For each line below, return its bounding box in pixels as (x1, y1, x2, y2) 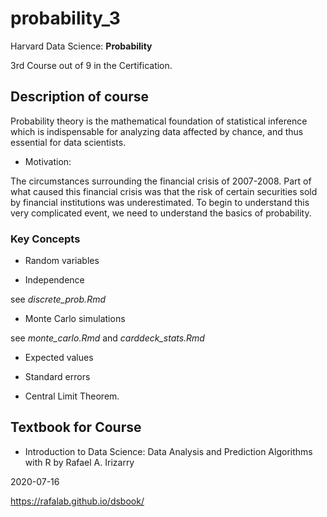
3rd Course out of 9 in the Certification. (10, 59, 173, 71)
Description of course (10, 88, 150, 106)
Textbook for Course (10, 419, 142, 436)
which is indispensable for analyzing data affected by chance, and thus (10, 125, 304, 137)
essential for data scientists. (10, 136, 127, 148)
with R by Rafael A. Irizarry (24, 456, 135, 468)
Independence (24, 274, 85, 286)
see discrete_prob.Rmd (10, 293, 106, 306)
